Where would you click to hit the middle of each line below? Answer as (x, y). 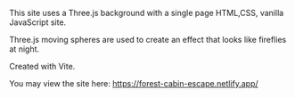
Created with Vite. (42, 66)
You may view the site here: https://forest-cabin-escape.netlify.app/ (134, 83)
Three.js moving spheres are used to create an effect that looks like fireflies (148, 40)
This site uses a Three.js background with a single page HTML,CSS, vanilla (147, 13)
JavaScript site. (38, 22)
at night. (25, 49)
